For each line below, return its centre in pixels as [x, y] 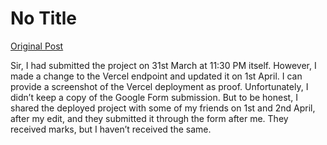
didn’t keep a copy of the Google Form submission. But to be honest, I [154, 97]
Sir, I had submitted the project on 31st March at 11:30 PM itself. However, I [163, 65]
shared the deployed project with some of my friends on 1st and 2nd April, [163, 108]
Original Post [37, 46]
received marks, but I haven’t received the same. [111, 129]
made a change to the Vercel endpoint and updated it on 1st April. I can [156, 76]
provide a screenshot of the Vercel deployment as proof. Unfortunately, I [159, 86]
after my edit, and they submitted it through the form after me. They [149, 118]
